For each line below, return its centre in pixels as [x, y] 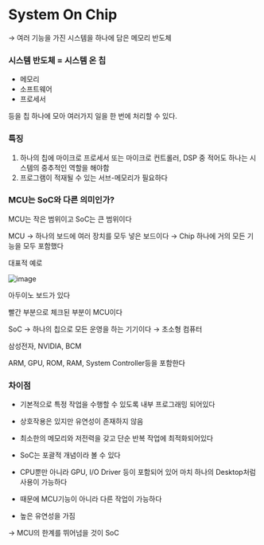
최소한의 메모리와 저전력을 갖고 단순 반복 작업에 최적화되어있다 [116, 438]
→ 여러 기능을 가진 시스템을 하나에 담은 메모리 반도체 [90, 37]
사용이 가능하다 [43, 482]
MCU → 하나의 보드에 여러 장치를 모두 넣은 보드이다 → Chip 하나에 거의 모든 [127, 236]
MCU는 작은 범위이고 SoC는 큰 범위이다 [70, 219]
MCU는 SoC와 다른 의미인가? [62, 200]
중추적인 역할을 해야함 [75, 167]
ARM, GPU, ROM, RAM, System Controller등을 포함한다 [97, 363]
